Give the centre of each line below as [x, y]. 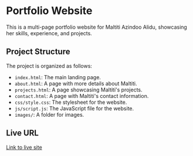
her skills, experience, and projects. [49, 33]
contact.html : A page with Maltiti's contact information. [82, 96]
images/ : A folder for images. [49, 114]
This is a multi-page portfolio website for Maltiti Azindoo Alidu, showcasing [97, 27]
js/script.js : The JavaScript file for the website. [74, 108]
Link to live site [24, 147]
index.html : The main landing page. [58, 77]
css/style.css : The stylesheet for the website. [71, 102]
